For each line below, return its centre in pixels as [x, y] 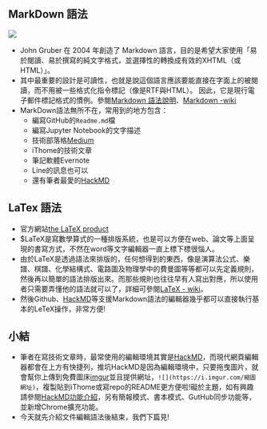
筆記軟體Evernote [61, 160]
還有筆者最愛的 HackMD [71, 180]
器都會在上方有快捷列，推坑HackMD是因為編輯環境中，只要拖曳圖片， [135, 367]
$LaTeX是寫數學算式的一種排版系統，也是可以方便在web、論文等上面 [133, 239]
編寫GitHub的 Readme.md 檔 [74, 120]
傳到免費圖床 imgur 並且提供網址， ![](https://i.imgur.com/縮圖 [152, 377]
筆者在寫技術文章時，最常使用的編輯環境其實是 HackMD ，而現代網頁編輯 [139, 357]
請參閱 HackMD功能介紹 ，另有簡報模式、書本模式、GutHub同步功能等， [138, 397]
